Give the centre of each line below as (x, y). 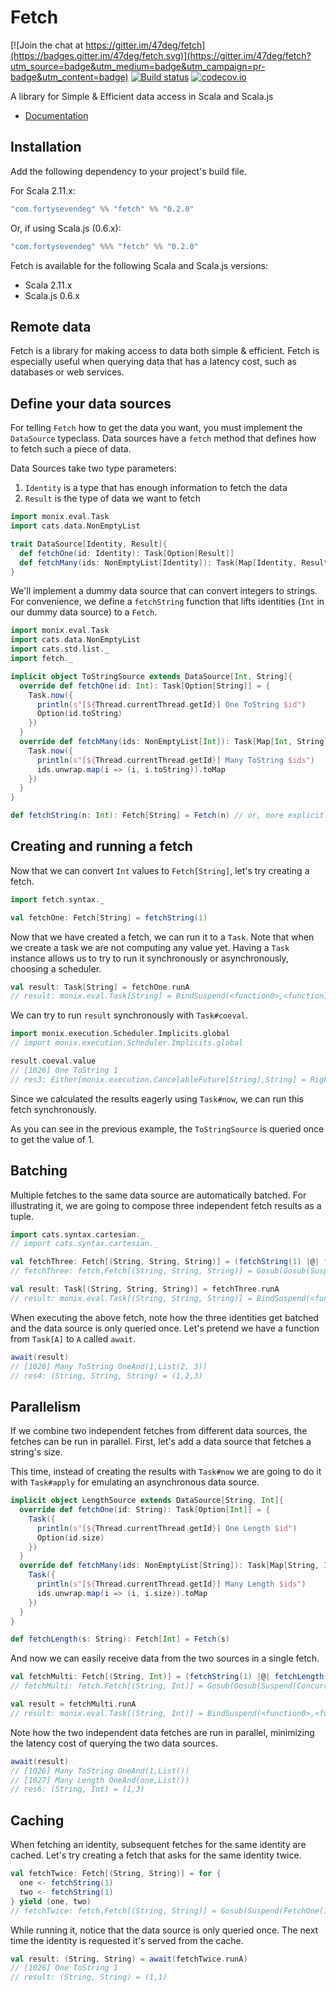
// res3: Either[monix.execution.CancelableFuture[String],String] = (158, 1079)
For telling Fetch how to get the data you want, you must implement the (156, 428)
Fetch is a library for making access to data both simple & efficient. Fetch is (165, 351)
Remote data (51, 326)
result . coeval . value (53, 1061)
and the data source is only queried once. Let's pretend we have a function (165, 1328)
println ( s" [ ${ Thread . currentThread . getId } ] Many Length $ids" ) (171, 1584)
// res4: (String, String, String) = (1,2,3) (106, 1376)
